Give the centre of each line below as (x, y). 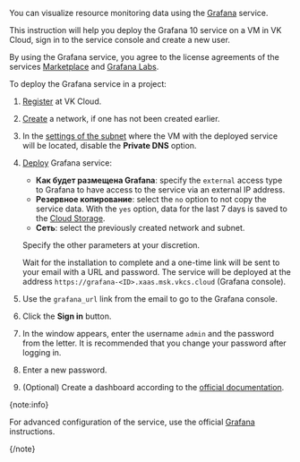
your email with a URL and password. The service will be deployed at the (156, 272)
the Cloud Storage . (70, 218)
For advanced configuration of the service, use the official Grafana (132, 422)
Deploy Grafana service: (67, 163)
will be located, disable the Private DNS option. (109, 145)
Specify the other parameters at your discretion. (111, 245)
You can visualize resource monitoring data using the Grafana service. (139, 13)
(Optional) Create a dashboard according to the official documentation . (153, 387)
